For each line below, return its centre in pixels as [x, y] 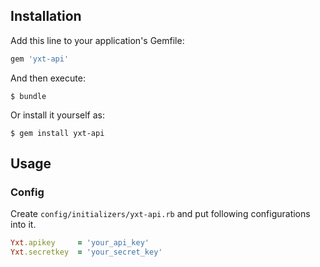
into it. [23, 225]
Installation [46, 16]
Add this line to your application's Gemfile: [97, 40]
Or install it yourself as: [57, 115]
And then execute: [48, 78]
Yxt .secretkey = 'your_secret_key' [86, 252]
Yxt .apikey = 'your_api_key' [80, 243]
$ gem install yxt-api [57, 133]
